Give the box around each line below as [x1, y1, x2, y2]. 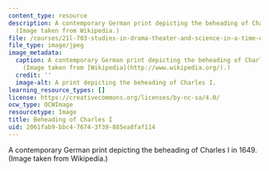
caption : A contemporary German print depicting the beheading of [15, 57, 242, 65]
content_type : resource [8, 11, 88, 20]
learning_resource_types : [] [8, 85, 106, 94]
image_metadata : [8, 49, 62, 57]
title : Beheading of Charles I [8, 116, 113, 124]
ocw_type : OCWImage [8, 101, 74, 109]
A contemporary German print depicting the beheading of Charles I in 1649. [8, 145, 258, 154]
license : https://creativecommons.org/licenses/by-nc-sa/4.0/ [8, 93, 220, 101]
